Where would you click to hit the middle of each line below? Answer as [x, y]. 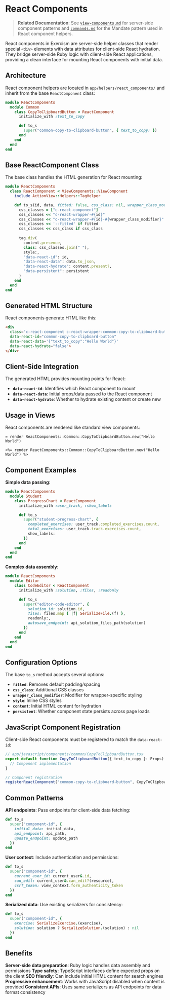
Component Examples [41, 470]
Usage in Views [30, 415]
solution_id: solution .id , [56, 609]
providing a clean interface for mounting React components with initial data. [84, 59]
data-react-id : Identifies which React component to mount [74, 389]
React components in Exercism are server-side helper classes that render [82, 43]
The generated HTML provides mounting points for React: [66, 379]
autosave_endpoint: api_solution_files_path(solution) [87, 623]
